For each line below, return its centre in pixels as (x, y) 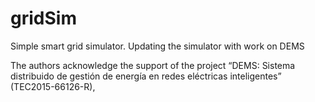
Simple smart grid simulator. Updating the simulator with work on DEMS (157, 46)
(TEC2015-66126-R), (53, 86)
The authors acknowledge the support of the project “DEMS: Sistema (153, 65)
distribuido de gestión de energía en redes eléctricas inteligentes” (146, 76)
